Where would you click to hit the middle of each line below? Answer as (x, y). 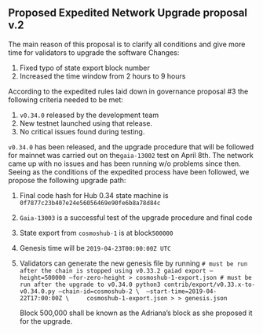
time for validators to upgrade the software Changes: (94, 52)
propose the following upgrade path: (67, 180)
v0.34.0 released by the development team (89, 115)
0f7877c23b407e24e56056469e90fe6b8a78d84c (90, 203)
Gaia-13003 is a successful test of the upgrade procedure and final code (136, 217)
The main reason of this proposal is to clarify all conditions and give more (127, 44)
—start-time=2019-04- (182, 291)
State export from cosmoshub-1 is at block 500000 (96, 233)
